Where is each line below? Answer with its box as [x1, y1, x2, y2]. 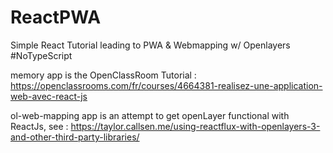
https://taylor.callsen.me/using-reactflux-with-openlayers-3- [70, 120, 321, 132]
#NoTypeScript [10, 49, 73, 61]
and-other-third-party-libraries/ [10, 131, 140, 143]
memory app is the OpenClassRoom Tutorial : [10, 69, 197, 81]
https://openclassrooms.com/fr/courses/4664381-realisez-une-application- [10, 79, 323, 91]
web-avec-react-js [10, 90, 88, 102]
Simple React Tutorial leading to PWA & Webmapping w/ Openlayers [10, 39, 291, 51]
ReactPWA [10, 6, 102, 29]
